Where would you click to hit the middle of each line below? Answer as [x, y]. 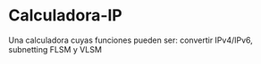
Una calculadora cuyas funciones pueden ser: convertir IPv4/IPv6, [131, 40]
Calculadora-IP [65, 16]
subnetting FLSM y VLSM [55, 49]
